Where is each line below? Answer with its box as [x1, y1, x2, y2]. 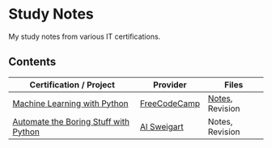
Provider [153, 78, 188, 90]
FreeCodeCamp [139, 98, 201, 109]
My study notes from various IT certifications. [8, 32, 161, 41]
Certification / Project [29, 78, 116, 90]
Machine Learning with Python [12, 98, 129, 109]
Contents [8, 55, 57, 69]
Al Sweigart [139, 121, 184, 132]
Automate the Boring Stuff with [12, 116, 130, 127]
